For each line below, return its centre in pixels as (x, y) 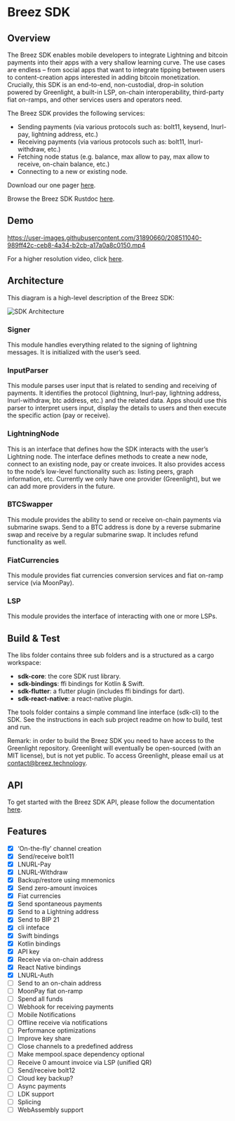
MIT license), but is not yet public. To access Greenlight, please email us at (115, 756)
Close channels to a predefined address (75, 1047)
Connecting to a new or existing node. (73, 172)
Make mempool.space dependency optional (81, 1054)
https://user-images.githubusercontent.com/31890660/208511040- (105, 237)
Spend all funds (40, 999)
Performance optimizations (56, 1031)
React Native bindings (49, 967)
